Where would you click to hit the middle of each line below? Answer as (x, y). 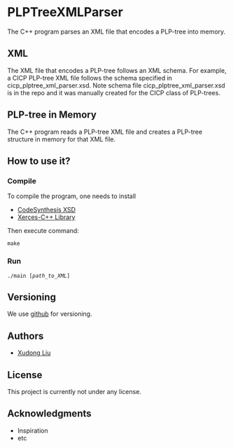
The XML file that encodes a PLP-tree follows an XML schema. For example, (117, 70)
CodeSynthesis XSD (46, 210)
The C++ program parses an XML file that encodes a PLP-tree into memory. (116, 31)
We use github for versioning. (50, 314)
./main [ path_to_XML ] (39, 276)
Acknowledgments (50, 414)
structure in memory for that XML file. (62, 139)
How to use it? (39, 161)
